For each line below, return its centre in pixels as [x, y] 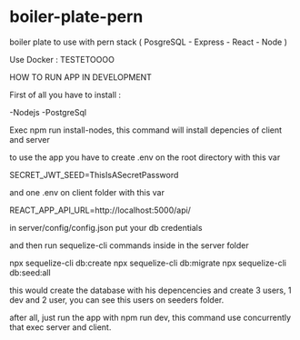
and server [30, 139]
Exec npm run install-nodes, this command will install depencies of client [146, 130]
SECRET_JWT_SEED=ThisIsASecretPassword [94, 175]
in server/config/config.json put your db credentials [106, 227]
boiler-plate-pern [76, 17]
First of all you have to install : [65, 95]
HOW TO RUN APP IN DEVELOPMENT [81, 77]
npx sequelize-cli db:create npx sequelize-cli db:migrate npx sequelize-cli [148, 263]
